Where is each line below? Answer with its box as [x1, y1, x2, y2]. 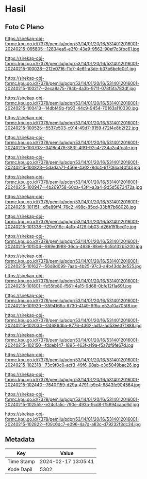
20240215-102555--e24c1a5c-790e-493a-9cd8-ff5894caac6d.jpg [5, 402, 139, 407]
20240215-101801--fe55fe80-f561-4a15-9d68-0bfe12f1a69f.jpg [5, 283, 132, 289]
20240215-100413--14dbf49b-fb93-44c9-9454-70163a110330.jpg [5, 106, 138, 111]
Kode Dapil [7, 466, 33, 473]
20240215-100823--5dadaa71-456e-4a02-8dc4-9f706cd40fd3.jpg [5, 164, 141, 170]
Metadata [5, 435, 35, 444]
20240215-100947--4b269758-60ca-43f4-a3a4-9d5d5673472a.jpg [5, 184, 142, 190]
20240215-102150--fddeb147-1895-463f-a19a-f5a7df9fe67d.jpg [5, 342, 133, 348]
